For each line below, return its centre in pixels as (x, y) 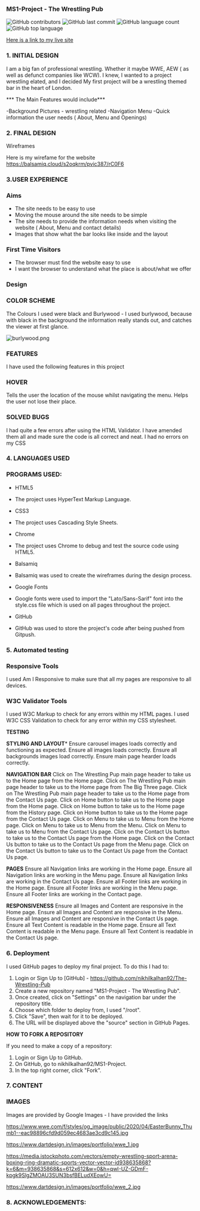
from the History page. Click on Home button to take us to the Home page (97, 813)
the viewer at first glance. (38, 326)
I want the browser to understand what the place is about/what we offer (103, 269)
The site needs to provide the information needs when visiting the (96, 221)
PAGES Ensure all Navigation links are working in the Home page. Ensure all (99, 869)
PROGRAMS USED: (34, 474)
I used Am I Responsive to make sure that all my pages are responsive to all (99, 679)
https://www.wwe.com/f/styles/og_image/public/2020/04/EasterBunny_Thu (99, 1126)
